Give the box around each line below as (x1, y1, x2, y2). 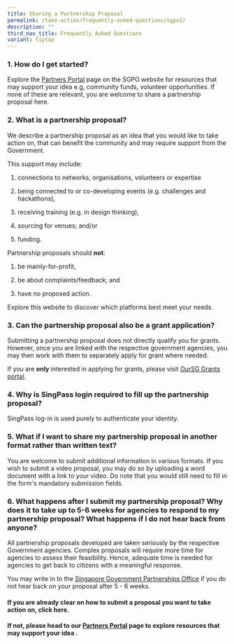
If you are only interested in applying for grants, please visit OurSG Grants (7, 365, 221, 374)
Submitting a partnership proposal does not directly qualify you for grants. (7, 336, 221, 345)
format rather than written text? (7, 441, 117, 451)
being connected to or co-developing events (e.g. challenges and (17, 186, 206, 195)
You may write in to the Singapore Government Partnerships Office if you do (7, 574, 226, 582)
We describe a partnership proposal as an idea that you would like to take (7, 131, 219, 139)
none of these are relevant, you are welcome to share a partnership (7, 90, 201, 99)
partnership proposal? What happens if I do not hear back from (7, 514, 226, 523)
